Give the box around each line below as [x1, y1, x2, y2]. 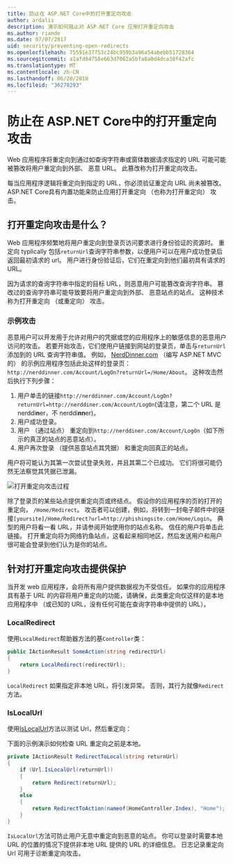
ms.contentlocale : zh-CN [7, 68, 79, 75]
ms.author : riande [7, 29, 61, 37]
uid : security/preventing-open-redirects [7, 43, 129, 49]
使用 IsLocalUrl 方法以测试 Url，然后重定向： [7, 725, 132, 733]
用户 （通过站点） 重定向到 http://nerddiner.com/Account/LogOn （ [17, 426, 207, 435]
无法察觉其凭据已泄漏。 [13, 468, 81, 476]
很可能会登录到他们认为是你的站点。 [7, 541, 111, 549]
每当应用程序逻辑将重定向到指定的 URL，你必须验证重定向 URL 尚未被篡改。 [7, 179, 225, 187]
